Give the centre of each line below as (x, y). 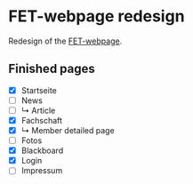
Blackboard (42, 151)
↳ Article (38, 110)
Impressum (42, 171)
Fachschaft (42, 120)
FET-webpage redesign (96, 16)
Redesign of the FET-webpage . (65, 41)
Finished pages (52, 69)
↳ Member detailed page (68, 130)
